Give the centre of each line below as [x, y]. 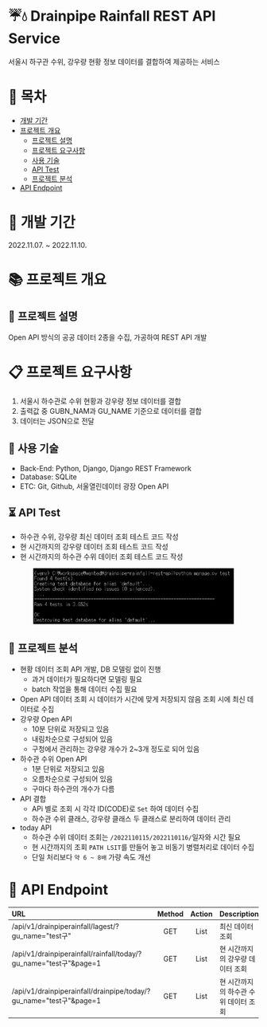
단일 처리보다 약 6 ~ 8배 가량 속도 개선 [91, 857]
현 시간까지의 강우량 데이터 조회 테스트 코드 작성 [94, 547]
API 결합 [33, 798]
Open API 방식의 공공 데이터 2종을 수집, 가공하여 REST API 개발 [108, 337]
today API [36, 828]
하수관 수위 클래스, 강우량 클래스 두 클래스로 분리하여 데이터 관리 [131, 818]
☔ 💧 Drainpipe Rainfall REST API [112, 16]
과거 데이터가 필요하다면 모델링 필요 [87, 679]
